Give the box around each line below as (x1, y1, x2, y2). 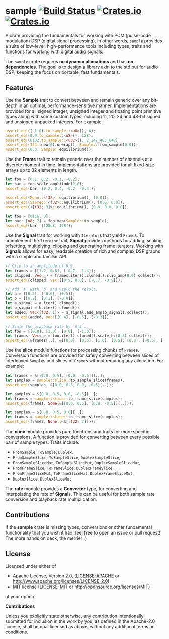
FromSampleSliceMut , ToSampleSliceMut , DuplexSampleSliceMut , (12, 460, 141, 465)
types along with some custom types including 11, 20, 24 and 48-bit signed (5, 113, 161, 119)
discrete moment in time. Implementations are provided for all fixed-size (5, 162, 154, 168)
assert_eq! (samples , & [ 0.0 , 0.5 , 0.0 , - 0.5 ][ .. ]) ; (5, 382, 114, 387)
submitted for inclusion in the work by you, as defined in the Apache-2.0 (5, 618, 155, 624)
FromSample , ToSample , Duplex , (12, 449, 73, 455)
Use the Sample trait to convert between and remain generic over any (5, 97, 150, 103)
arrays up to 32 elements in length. (5, 167, 78, 173)
